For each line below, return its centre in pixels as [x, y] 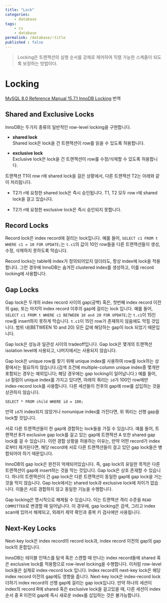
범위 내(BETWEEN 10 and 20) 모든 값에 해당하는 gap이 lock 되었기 [81, 327]
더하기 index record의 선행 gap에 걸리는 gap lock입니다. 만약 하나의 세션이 [79, 583]
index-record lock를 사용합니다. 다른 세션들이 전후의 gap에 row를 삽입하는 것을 [83, 386]
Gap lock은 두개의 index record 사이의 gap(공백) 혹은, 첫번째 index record [79, 302]
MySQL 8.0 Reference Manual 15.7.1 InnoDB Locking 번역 [63, 98]
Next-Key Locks [31, 528]
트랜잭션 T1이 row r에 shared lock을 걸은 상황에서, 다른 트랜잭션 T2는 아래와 [80, 176]
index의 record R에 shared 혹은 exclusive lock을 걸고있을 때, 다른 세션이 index [83, 589]
